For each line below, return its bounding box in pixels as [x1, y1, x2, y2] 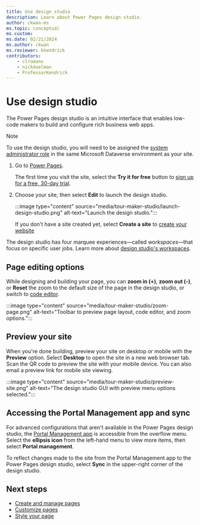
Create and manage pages [14, 500, 80, 507]
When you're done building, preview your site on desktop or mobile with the [6, 347, 192, 354]
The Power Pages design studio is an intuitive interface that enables [6, 115, 173, 122]
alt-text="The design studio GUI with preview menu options [29, 384, 176, 391]
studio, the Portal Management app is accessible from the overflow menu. [6, 430, 187, 437]
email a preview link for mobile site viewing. [6, 366, 113, 373]
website [14, 227, 35, 234]
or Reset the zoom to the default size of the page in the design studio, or [6, 284, 185, 291]
